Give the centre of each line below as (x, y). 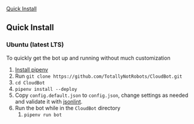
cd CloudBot (30, 83)
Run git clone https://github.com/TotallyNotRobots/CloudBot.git (99, 76)
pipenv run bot (43, 115)
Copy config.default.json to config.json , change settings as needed (102, 95)
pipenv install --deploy (46, 89)
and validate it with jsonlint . (49, 101)
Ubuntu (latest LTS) (35, 45)
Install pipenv (32, 69)
